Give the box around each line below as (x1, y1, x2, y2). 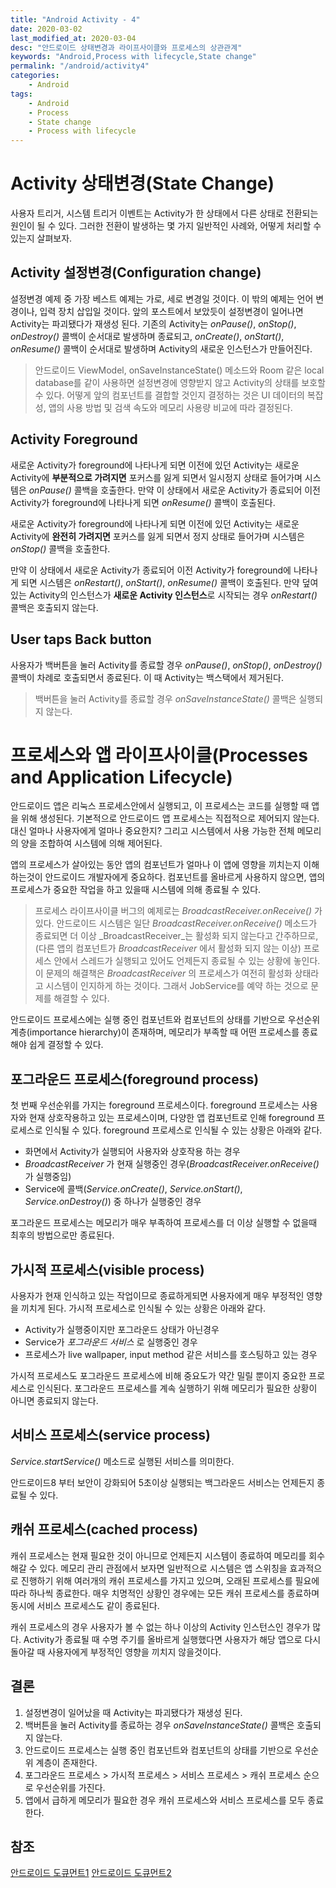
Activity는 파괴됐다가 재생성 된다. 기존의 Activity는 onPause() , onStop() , (10, 317, 297, 330)
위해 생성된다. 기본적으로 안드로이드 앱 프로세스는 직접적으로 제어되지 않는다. (20, 812, 320, 825)
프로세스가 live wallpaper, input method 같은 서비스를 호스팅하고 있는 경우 (24, 1349, 318, 1361)
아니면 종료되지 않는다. (10, 1395, 99, 1407)
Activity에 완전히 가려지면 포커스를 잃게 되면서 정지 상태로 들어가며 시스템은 (10, 530, 305, 542)
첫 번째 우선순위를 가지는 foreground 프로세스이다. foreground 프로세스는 (10, 1099, 300, 1111)
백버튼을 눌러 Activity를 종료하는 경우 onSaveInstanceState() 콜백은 (24, 1719, 295, 1731)
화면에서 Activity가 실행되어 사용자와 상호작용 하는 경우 (24, 1146, 241, 1158)
